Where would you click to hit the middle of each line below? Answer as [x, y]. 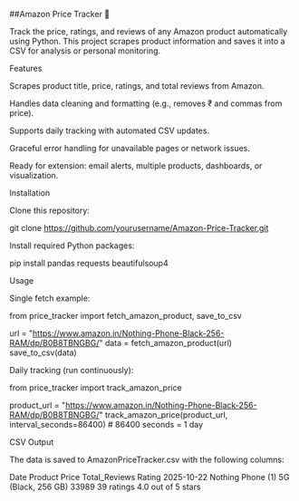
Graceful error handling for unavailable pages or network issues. [130, 148]
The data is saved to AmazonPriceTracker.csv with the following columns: [147, 459]
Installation [30, 193]
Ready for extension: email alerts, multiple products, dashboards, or [136, 166]
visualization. [34, 175]
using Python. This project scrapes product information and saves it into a [147, 41]
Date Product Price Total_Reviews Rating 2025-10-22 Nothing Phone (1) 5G [149, 477]
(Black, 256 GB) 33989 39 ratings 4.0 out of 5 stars [105, 487]
